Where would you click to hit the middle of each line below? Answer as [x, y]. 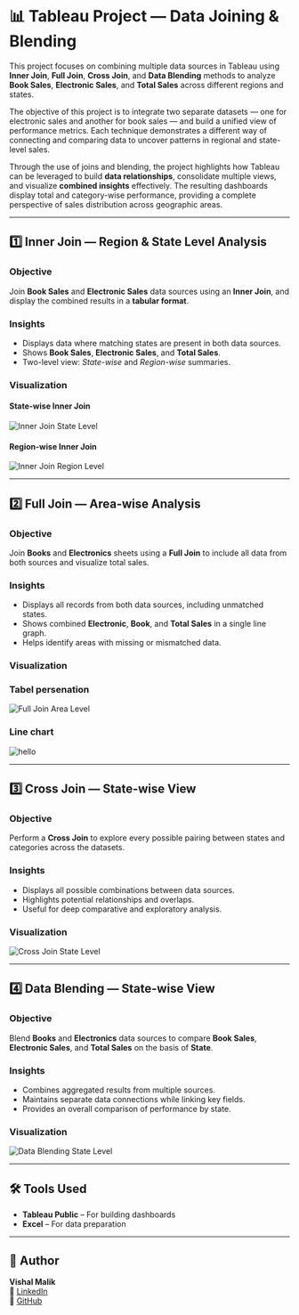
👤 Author [34, 1260]
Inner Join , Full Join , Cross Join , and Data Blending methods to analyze [142, 75]
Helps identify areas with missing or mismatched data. [121, 643]
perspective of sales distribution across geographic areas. [116, 204]
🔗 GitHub [26, 1301]
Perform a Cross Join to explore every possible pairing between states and [147, 838]
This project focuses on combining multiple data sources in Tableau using [145, 66]
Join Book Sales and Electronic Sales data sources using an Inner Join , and [149, 291]
